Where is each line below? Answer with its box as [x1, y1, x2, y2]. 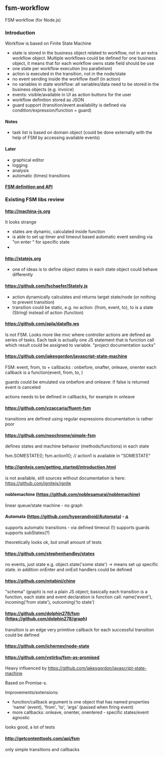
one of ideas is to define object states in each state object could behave [12, 266, 158, 272]
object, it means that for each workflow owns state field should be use [12, 60, 154, 66]
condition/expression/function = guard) [12, 108, 92, 113]
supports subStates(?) [5, 530, 50, 536]
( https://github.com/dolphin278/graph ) [5, 616, 88, 622]
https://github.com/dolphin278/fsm [5, 611, 80, 617]
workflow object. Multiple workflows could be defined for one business [12, 55, 156, 61]
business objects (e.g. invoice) [12, 86, 74, 92]
